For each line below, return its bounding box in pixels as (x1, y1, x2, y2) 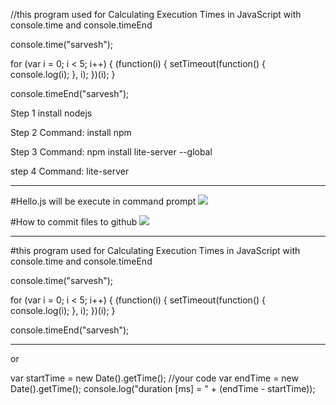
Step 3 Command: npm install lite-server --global (10, 146, 213, 158)
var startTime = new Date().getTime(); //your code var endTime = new (10, 372, 299, 384)
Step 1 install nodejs (10, 107, 93, 119)
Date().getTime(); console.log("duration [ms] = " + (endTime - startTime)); (10, 383, 316, 394)
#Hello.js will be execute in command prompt (10, 195, 197, 207)
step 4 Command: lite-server (10, 165, 130, 177)
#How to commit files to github (10, 216, 138, 228)
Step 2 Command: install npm (10, 127, 132, 138)
